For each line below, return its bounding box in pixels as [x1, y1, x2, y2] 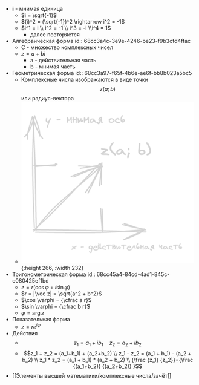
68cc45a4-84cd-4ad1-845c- [96, 271, 170, 278]
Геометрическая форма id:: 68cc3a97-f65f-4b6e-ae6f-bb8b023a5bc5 [11, 70, 192, 76]
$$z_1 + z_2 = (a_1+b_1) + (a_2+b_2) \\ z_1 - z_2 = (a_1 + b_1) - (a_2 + [24, 350, 192, 357]
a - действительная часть [30, 57, 97, 64]
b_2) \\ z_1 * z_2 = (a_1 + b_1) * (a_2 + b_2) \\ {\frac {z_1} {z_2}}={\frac [22, 357, 194, 364]
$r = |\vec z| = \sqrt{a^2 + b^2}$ [21, 290, 103, 297]
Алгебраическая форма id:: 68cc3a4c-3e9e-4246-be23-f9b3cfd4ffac [11, 38, 191, 44]
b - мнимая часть [30, 63, 76, 70]
